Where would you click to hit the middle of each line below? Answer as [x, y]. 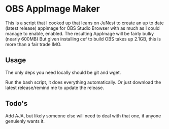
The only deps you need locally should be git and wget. [63, 72]
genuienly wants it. [25, 121]
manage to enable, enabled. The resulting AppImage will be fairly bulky [80, 33]
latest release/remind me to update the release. [55, 88]
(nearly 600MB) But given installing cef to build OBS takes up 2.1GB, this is [83, 39]
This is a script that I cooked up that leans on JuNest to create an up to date [84, 23]
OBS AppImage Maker [53, 9]
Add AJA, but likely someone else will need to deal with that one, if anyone [83, 116]
